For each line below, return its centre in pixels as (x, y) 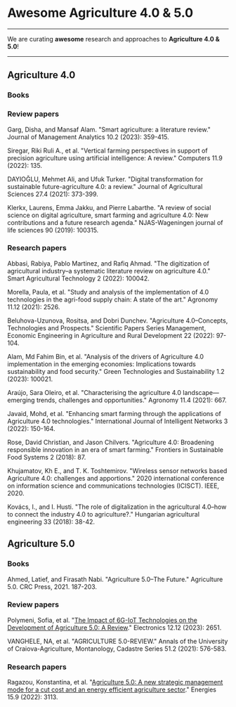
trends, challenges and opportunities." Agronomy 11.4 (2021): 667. (131, 400)
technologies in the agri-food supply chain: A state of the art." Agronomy (113, 299)
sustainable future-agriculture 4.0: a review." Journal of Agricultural (105, 186)
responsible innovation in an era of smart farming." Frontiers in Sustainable (115, 449)
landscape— (201, 392)
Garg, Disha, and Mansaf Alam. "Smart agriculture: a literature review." (109, 129)
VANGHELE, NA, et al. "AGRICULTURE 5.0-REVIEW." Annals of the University (118, 641)
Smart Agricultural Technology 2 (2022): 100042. (78, 278)
